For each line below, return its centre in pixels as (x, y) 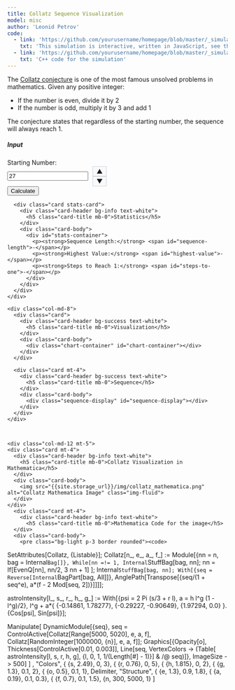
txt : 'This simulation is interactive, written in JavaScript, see (120, 46)
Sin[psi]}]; (52, 613)
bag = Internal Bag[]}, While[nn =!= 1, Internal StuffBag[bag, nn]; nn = (112, 562)
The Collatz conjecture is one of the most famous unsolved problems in (110, 79)
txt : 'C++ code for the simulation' (73, 60)
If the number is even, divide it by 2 (68, 100)
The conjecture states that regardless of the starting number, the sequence (115, 121)
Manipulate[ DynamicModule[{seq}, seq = (67, 626)
